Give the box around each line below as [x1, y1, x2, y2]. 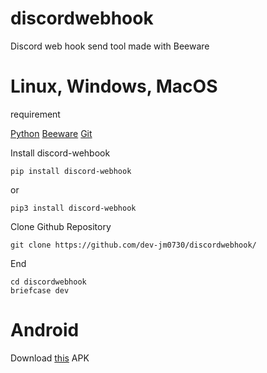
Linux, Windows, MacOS [10, 75, 218, 98]
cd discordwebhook [10, 277, 87, 287]
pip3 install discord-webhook [10, 203, 137, 213]
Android [10, 319, 80, 342]
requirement [10, 108, 61, 120]
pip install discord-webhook [10, 166, 132, 176]
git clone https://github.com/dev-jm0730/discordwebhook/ [10, 240, 257, 250]
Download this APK [10, 352, 90, 364]
